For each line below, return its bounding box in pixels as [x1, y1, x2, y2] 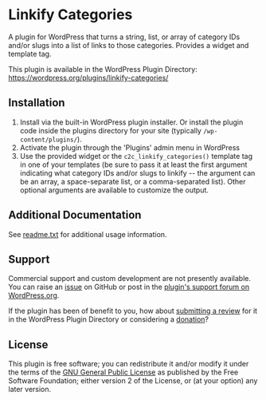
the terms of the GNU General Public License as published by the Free [8, 367, 239, 377]
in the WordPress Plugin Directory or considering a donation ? [8, 315, 209, 324]
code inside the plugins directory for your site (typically [19, 125, 201, 135]
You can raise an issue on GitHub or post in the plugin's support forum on [8, 282, 249, 292]
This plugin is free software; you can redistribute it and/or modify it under [8, 359, 249, 369]
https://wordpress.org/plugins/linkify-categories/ [8, 73, 169, 82]
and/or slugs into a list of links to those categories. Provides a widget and [8, 40, 249, 50]
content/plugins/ [19, 136, 78, 144]
